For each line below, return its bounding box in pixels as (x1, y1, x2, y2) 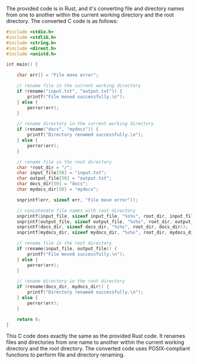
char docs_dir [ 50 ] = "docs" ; (16, 181, 88, 187)
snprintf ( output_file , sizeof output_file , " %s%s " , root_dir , (16, 218, 173, 225)
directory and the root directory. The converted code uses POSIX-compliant (6, 345, 190, 352)
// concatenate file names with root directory (16, 208, 136, 214)
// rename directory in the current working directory (16, 121, 154, 127)
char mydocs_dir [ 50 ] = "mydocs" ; (16, 186, 99, 192)
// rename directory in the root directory (16, 278, 126, 284)
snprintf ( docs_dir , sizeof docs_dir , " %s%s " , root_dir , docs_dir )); (16, 224, 189, 230)
